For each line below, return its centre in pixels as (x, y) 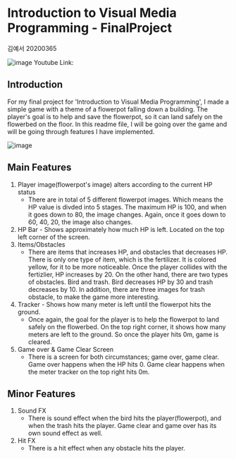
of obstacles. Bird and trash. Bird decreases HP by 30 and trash (120, 282)
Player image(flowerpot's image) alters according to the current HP (115, 184)
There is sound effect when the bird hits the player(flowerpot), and (125, 418)
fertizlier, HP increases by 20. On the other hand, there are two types (128, 274)
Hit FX (26, 441)
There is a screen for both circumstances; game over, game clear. (124, 357)
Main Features (39, 167)
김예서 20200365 (32, 48)
